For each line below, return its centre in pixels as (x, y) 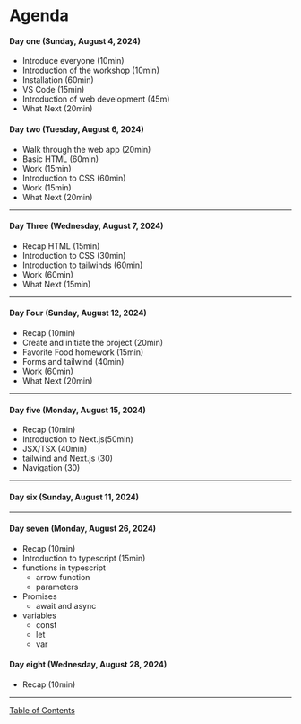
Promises (39, 596)
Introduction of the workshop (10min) (90, 71)
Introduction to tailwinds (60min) (82, 265)
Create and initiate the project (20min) (93, 343)
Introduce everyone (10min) (73, 61)
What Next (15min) (56, 284)
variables (39, 615)
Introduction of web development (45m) (96, 99)
